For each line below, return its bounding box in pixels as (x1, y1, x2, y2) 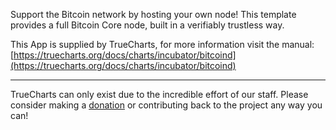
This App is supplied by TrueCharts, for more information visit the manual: (10, 39, 315, 50)
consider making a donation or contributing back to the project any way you (10, 99, 323, 111)
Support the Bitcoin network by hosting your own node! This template (10, 9, 297, 20)
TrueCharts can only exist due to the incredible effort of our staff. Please (10, 89, 309, 100)
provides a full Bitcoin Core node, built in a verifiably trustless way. (10, 19, 285, 31)
